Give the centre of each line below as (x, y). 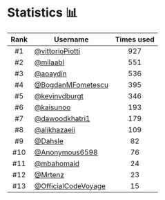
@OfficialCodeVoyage (70, 185)
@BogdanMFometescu (71, 84)
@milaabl (49, 62)
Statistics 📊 (42, 13)
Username (71, 39)
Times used (135, 39)
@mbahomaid (57, 163)
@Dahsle (49, 140)
